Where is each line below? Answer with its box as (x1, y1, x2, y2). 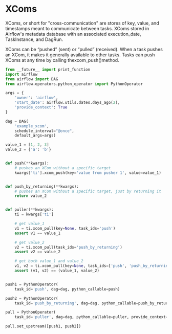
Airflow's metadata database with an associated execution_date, (5, 31, 141, 37)
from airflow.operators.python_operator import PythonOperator (5, 81, 143, 86)
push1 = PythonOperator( (5, 282, 58, 287)
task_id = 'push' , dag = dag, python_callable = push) (14, 286, 120, 292)
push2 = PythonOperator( (5, 296, 58, 301)
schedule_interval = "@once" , (14, 128, 74, 133)
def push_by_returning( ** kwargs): (5, 184, 79, 189)
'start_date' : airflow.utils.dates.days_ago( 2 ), (14, 100, 120, 105)
